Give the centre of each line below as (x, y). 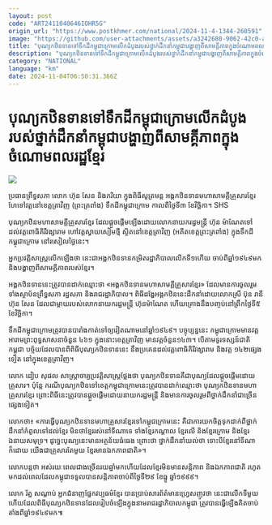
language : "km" (34, 69)
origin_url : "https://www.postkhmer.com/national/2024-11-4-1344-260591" (136, 31)
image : (19, 39)
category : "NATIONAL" (45, 62)
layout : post (30, 16)
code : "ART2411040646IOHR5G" (57, 24)
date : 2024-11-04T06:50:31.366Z (63, 76)
